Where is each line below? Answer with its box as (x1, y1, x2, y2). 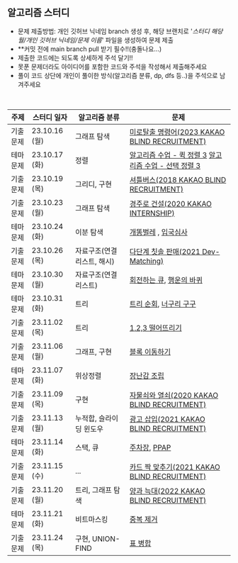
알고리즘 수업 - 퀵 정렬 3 (130, 150, 208, 160)
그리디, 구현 (75, 179, 112, 189)
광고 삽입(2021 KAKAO (130, 414, 205, 424)
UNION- (91, 534, 120, 544)
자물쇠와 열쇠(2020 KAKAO (130, 390, 218, 400)
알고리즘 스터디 (7, 6, 70, 19)
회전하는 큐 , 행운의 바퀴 (130, 275, 203, 285)
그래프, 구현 (75, 347, 112, 357)
